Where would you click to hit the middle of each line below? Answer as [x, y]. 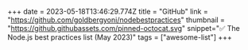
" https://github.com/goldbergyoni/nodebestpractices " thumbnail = [116, 20]
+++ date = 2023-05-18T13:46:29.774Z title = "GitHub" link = [108, 12]
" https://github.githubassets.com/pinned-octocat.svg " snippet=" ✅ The [124, 28]
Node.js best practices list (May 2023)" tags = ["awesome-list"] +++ [120, 37]
